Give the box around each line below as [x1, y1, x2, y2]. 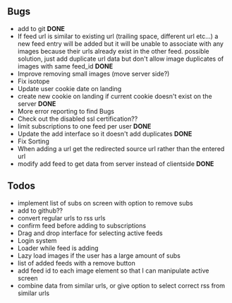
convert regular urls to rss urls [17, 213, 106, 222]
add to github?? [17, 206, 63, 215]
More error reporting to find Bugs [17, 107, 115, 115]
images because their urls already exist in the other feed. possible [17, 47, 209, 55]
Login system [17, 236, 57, 244]
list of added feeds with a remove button [17, 259, 135, 267]
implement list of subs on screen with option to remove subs [17, 198, 193, 207]
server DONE [17, 99, 56, 108]
